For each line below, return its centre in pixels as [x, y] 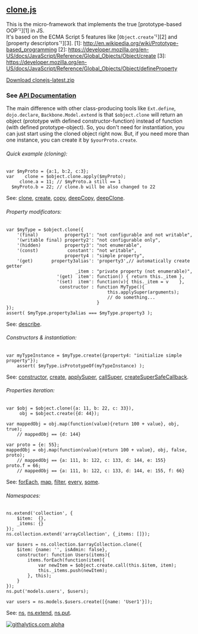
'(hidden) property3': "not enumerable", [80, 245]
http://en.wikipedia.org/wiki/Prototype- [131, 43]
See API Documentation [41, 95]
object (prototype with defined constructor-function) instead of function [94, 121]
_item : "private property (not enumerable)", [134, 271]
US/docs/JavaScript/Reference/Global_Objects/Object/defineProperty [92, 68]
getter [14, 266]
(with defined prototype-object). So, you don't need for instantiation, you [95, 127]
